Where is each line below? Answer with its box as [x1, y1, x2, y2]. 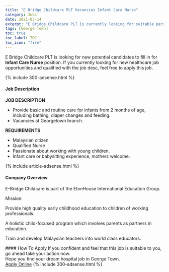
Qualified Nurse [12, 142, 45, 149]
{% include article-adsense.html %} [5, 163, 79, 169]
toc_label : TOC [5, 36, 37, 41]
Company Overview [5, 174, 48, 180]
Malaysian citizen [12, 137, 49, 143]
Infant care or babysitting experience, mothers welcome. [12, 153, 130, 159]
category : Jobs [5, 12, 37, 17]
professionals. [5, 211, 35, 217]
